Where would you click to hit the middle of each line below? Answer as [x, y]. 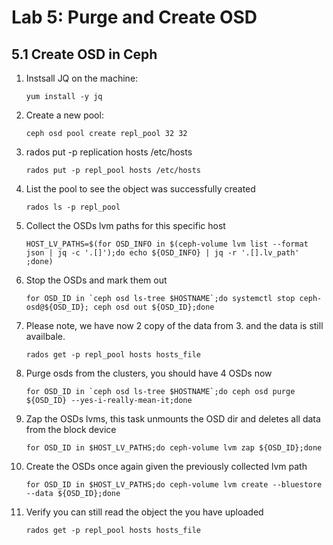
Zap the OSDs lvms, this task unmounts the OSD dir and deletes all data [173, 419]
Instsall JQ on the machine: [82, 78]
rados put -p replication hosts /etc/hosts [109, 152]
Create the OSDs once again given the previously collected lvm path [166, 466]
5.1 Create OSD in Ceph [84, 54]
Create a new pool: [64, 115]
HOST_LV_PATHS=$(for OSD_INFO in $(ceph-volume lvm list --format [167, 244]
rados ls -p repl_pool [73, 207]
